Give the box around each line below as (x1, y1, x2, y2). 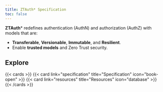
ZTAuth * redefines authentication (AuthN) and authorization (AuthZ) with (5, 25, 152, 31)
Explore (5, 59, 29, 67)
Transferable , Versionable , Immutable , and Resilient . (12, 39, 121, 45)
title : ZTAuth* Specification (5, 7, 67, 12)
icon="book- (133, 71, 158, 77)
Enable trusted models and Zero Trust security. (12, 45, 108, 50)
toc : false (5, 12, 27, 16)
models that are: (5, 30, 38, 36)
